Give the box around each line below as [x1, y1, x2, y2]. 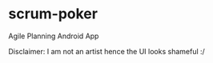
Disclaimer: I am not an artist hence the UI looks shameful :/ [8, 46, 206, 56]
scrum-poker [8, 5, 98, 23]
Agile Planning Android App [8, 31, 99, 41]
